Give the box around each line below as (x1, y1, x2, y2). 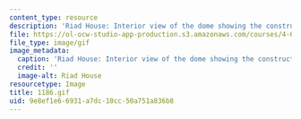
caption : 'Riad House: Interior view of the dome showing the (17, 55, 254, 64)
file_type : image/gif (9, 38, 90, 47)
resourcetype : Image (9, 80, 87, 89)
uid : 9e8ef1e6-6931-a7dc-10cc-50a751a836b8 (9, 96, 175, 106)
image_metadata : (9, 47, 70, 55)
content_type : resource (9, 13, 99, 22)
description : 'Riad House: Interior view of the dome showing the (9, 21, 262, 30)
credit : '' (17, 64, 58, 72)
